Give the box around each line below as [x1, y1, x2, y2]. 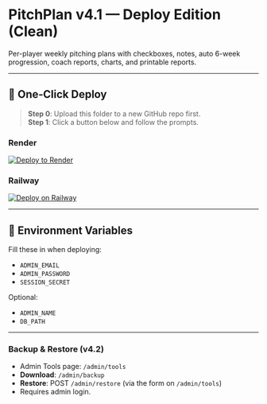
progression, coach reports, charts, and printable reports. [8, 57, 197, 67]
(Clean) [8, 22, 59, 41]
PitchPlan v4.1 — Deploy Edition [8, 6, 221, 24]
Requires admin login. [19, 387, 91, 397]
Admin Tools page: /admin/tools [19, 362, 126, 371]
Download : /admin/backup [19, 370, 105, 379]
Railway [8, 175, 40, 186]
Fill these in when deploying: [8, 245, 102, 254]
